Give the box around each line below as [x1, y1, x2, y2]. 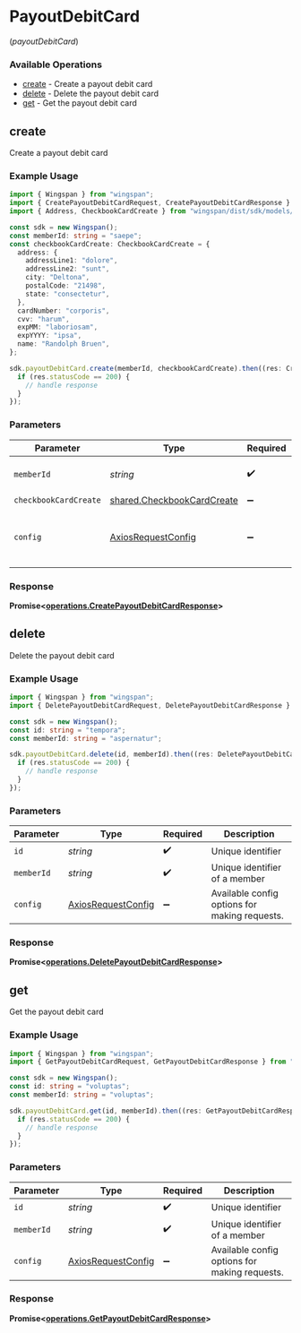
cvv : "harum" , [17, 314, 70, 323]
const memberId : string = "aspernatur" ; [9, 734, 163, 743]
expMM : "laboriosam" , [17, 322, 99, 332]
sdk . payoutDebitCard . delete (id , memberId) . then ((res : [9, 750, 215, 759]
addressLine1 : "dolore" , [25, 256, 118, 265]
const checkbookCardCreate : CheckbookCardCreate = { [9, 239, 211, 248]
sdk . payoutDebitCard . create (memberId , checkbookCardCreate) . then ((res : [9, 364, 282, 373]
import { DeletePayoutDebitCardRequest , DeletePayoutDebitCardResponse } [9, 701, 291, 709]
